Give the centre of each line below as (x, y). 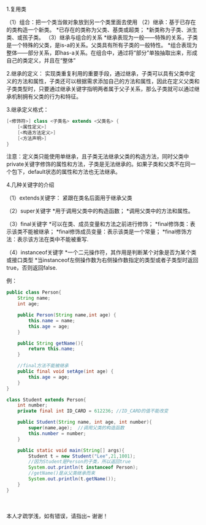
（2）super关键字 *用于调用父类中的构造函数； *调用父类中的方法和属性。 (100, 211)
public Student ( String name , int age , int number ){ (85, 422)
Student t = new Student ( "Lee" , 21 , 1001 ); (82, 456)
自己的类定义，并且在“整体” (41, 60)
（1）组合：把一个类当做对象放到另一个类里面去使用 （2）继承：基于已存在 (101, 22)
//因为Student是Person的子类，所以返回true (80, 462)
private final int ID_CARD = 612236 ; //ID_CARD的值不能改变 (93, 411)
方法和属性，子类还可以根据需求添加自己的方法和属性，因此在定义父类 (105, 81)
